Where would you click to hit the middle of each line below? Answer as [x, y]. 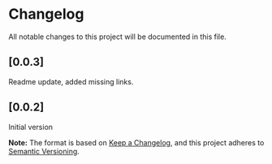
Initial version [31, 127]
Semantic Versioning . [44, 151]
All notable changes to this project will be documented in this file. [118, 37]
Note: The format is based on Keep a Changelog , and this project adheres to [136, 142]
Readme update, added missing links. [71, 81]
